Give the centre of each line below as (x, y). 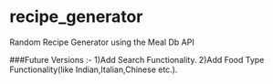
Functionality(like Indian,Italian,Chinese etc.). (94, 69)
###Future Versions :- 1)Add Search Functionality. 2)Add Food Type (137, 59)
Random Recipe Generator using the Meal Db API (102, 42)
